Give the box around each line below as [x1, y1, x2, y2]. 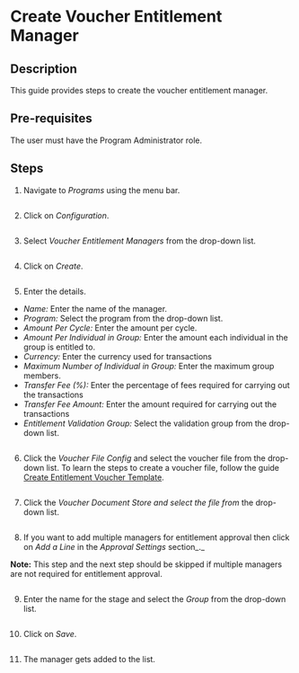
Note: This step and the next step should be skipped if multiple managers [10, 559, 282, 570]
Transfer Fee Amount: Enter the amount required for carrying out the [22, 398, 277, 410]
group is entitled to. [22, 341, 96, 352]
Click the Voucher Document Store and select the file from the [22, 497, 254, 508]
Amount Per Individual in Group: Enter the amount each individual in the [22, 332, 288, 342]
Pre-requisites [10, 111, 92, 127]
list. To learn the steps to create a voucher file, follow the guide [46, 462, 280, 473]
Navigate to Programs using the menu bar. [22, 184, 180, 195]
